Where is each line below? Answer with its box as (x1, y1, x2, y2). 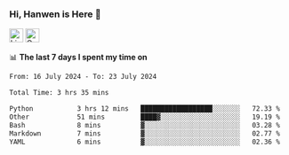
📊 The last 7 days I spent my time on (9, 52, 149, 63)
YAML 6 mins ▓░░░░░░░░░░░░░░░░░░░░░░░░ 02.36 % (9, 137, 280, 146)
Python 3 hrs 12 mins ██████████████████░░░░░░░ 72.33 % (9, 105, 280, 113)
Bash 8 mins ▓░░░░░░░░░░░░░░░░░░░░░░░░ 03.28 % (9, 120, 280, 129)
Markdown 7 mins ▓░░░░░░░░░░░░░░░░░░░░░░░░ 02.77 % (9, 128, 280, 138)
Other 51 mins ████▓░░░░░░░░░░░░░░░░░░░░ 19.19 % (9, 112, 280, 121)
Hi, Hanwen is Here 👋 (9, 8, 101, 20)
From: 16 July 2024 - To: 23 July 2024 (9, 73, 157, 81)
